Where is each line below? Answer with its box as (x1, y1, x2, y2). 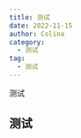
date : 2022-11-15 (9, 21, 73, 30)
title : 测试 (9, 12, 50, 22)
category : (9, 37, 46, 47)
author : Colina (9, 29, 65, 38)
